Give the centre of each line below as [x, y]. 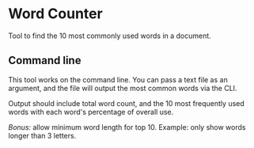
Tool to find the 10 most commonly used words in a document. [110, 36]
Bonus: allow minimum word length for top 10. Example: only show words [127, 127]
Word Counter [55, 14]
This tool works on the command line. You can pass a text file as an [118, 79]
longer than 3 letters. [42, 135]
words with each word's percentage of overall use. [91, 112]
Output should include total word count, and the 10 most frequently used [127, 103]
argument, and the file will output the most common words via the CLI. [123, 88]
